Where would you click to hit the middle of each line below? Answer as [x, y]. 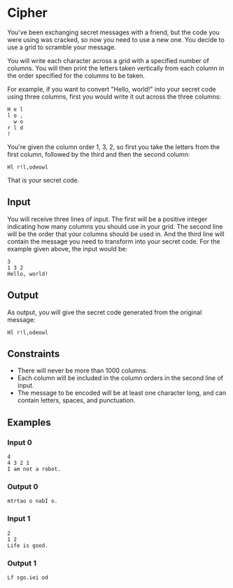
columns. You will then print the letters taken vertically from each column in [116, 68]
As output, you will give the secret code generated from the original [105, 312]
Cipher [27, 13]
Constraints [34, 354]
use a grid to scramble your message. [62, 47]
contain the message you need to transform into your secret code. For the [114, 241]
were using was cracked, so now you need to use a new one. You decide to [116, 39]
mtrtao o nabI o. [33, 501]
